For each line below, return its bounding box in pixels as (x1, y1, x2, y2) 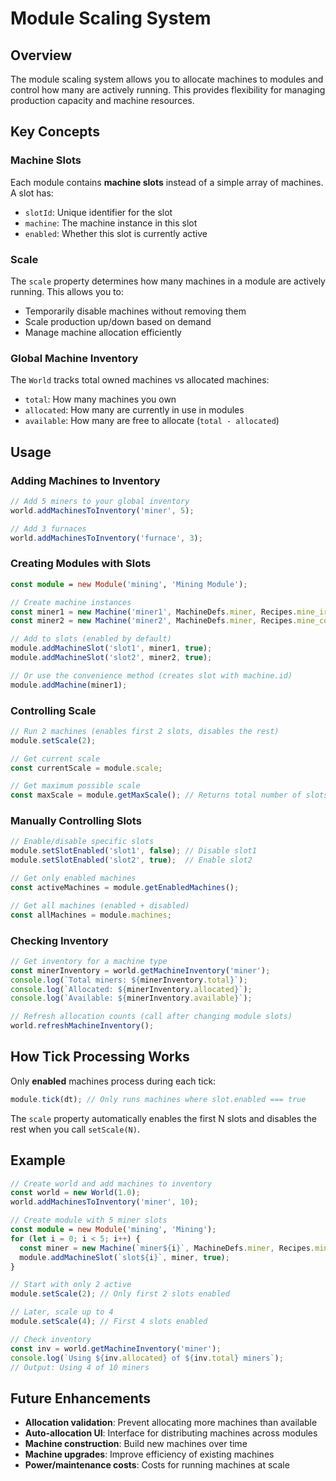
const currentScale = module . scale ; (10, 763, 163, 773)
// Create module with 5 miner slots (10, 1215, 168, 1226)
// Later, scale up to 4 (10, 1307, 114, 1317)
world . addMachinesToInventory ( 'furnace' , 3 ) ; (10, 533, 203, 543)
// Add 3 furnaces (10, 523, 87, 534)
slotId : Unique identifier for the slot (24, 206, 173, 218)
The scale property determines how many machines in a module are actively (10, 275, 326, 287)
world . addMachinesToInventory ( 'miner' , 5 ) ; (10, 505, 195, 516)
